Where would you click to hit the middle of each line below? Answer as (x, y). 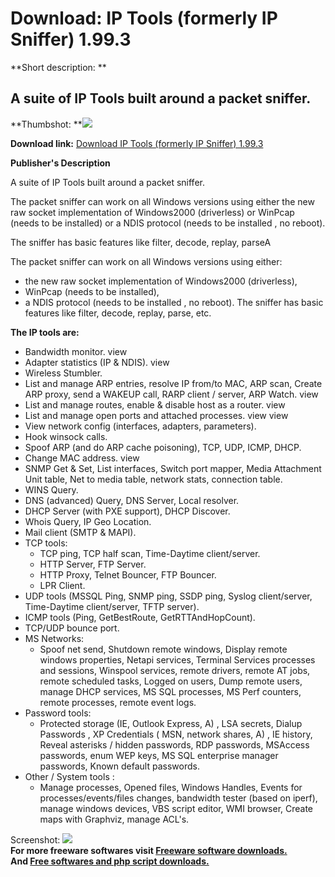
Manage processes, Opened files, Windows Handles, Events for (171, 787)
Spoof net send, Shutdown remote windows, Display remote (163, 649)
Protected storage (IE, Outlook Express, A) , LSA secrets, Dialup (171, 723)
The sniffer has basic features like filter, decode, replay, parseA (141, 242)
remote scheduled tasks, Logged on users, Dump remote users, (171, 681)
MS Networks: (54, 638)
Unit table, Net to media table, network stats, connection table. (153, 479)
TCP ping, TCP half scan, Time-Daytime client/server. (150, 553)
